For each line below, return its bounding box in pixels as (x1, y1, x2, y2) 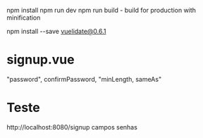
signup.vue (6, 52, 75, 68)
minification (6, 13, 41, 22)
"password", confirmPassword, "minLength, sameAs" (6, 75, 162, 83)
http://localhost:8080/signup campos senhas (6, 123, 138, 131)
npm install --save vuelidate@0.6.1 (6, 27, 106, 35)
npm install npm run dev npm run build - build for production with (6, 6, 197, 14)
